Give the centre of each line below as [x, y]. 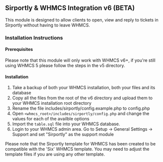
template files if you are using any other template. [55, 154]
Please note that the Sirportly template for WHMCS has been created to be [80, 144]
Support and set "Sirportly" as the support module [63, 135]
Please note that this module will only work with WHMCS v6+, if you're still [80, 60]
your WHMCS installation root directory [52, 103]
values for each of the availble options [51, 119]
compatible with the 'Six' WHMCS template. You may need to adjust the [77, 149]
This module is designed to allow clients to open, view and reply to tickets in [82, 20]
